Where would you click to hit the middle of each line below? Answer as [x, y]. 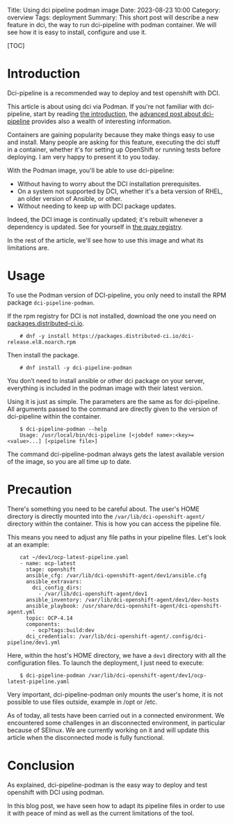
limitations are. [29, 248]
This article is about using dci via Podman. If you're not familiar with [104, 106]
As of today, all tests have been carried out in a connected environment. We [116, 715]
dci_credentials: [51, 636]
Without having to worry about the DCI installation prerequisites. [109, 184]
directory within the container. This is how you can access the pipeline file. [114, 524]
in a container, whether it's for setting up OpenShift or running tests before [114, 150]
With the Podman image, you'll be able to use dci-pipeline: [91, 170]
